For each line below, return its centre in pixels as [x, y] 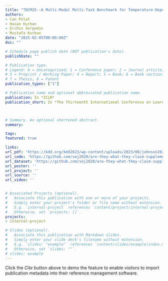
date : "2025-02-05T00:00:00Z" [37, 38]
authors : [14, 15]
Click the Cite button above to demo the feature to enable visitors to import [82, 268]
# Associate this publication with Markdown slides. [63, 235]
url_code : [15, 157]
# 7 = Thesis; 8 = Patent [32, 79]
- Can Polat [17, 19]
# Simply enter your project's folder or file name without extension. [84, 203]
